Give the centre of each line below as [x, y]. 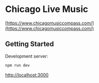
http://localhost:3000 [27, 75]
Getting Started [30, 44]
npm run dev [17, 65]
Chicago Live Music [47, 9]
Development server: [27, 56]
